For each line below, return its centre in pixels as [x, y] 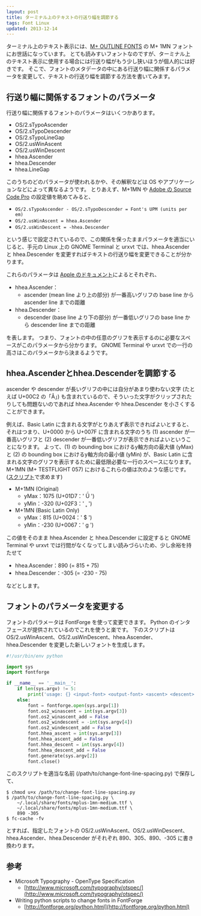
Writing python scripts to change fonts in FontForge [79, 900]
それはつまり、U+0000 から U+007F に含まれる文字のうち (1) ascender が [98, 432]
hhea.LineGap [32, 169]
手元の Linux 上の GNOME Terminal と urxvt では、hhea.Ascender [108, 247]
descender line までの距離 [63, 325]
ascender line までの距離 [55, 302]
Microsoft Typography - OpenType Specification [75, 881]
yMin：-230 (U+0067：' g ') [59, 525]
